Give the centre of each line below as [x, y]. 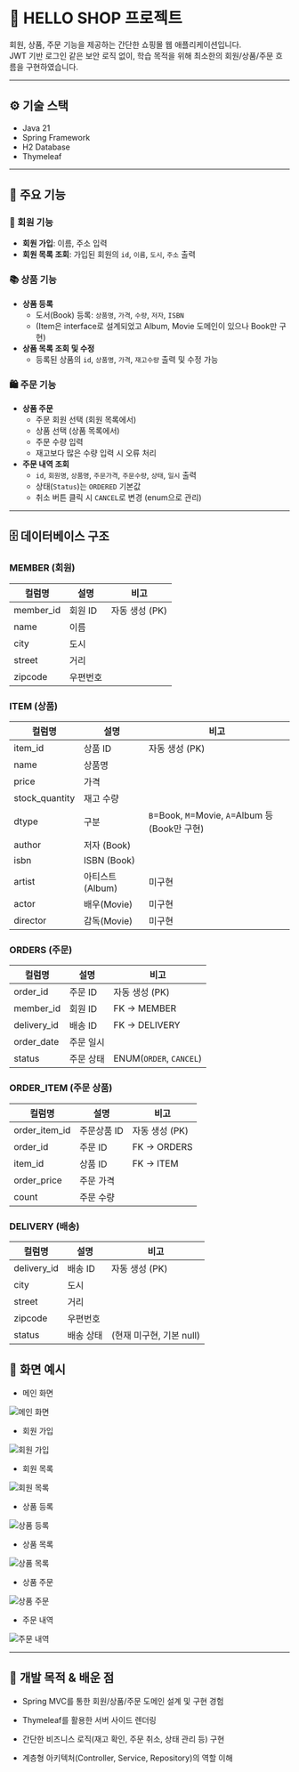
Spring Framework [56, 137]
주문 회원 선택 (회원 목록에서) [86, 420]
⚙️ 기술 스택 [39, 106]
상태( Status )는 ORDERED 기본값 [88, 487]
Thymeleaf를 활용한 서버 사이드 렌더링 [89, 1719]
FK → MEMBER [145, 1008]
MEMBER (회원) [42, 568]
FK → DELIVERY [147, 1025]
